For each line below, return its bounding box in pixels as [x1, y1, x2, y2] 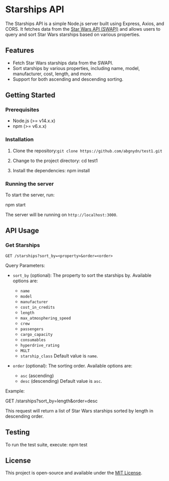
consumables [20, 337, 46, 342]
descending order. [5, 413, 44, 419]
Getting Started [5, 91, 56, 100]
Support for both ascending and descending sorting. [12, 76, 124, 82]
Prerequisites [5, 106, 39, 113]
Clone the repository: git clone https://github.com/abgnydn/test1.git [12, 147, 162, 154]
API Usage [5, 226, 39, 235]
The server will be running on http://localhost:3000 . [5, 212, 117, 218]
